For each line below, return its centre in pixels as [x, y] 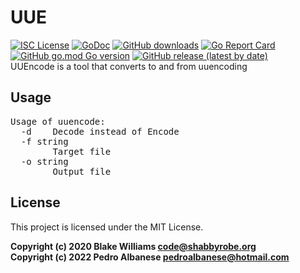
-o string [44, 161]
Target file [82, 151]
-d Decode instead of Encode [100, 131]
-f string [44, 141]
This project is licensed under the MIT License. [107, 227]
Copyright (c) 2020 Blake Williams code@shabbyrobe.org [133, 246]
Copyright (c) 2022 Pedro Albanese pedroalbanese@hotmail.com [150, 257]
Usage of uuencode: [58, 121]
